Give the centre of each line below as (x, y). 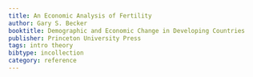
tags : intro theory (41, 46)
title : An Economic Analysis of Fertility (80, 16)
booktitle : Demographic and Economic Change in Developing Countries (127, 30)
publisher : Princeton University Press (75, 38)
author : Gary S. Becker (48, 23)
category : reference (43, 61)
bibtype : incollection (46, 53)
